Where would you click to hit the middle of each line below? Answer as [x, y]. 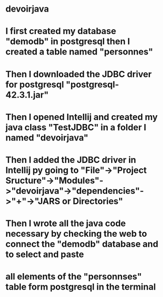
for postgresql [35, 84]
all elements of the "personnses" [74, 277]
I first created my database [61, 31]
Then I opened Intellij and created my [82, 117]
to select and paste [45, 254]
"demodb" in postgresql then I [68, 42]
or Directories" [92, 201]
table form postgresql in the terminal [81, 287]
